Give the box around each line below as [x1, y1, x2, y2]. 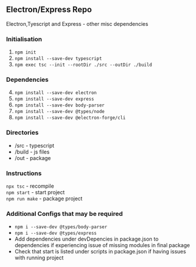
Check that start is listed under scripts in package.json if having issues [14, 248, 187, 255]
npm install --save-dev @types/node [14, 109, 105, 115]
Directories [6, 129, 39, 137]
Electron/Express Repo [6, 5, 92, 15]
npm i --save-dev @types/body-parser [14, 224, 108, 230]
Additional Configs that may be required [6, 209, 123, 218]
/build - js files [14, 148, 50, 155]
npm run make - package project [6, 195, 83, 202]
